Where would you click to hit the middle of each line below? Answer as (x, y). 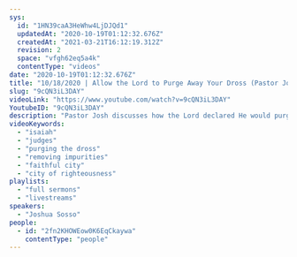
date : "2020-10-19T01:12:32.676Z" (73, 75)
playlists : (29, 182)
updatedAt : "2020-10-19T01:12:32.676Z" (91, 34)
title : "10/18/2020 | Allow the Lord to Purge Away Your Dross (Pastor (144, 83)
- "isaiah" (37, 132)
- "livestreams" (47, 198)
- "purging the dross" (59, 148)
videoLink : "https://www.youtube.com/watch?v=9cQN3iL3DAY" (120, 99)
